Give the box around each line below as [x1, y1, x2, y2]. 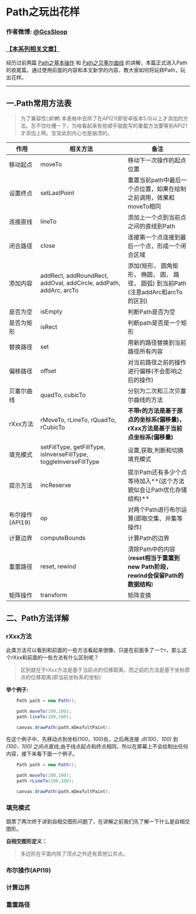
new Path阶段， [127, 563, 172, 571]
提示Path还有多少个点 [127, 468, 187, 476]
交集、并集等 [148, 514, 183, 523]
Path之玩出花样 [6, 5, 80, 19]
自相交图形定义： [6, 838, 47, 845]
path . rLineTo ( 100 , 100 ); [16, 778, 75, 784]
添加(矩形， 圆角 [127, 262, 173, 270]
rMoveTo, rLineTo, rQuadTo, [40, 416, 117, 424]
